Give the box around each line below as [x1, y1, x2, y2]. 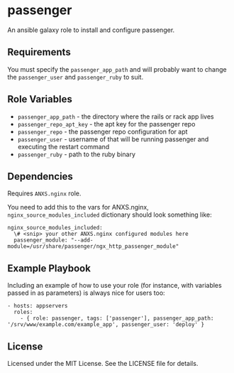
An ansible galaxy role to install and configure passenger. [7, 26, 175, 34]
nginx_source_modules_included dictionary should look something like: [7, 210, 212, 219]
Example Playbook [7, 262, 91, 274]
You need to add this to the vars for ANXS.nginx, [7, 203, 149, 212]
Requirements [7, 46, 71, 58]
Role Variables [7, 93, 72, 105]
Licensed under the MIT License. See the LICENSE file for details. [7, 360, 199, 367]
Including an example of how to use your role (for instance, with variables [7, 281, 222, 290]
